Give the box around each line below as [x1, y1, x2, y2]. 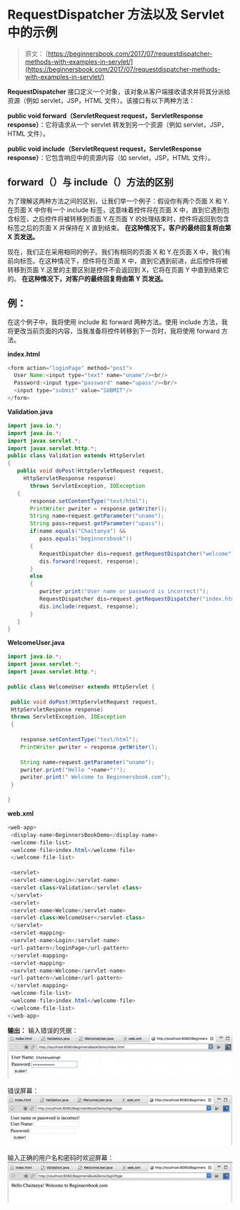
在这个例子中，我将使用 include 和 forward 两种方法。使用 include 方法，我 [7, 317, 229, 326]
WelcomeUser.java [7, 639, 65, 647]
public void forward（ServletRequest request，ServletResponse [7, 111, 204, 120]
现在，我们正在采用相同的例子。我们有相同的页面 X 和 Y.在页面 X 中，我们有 [7, 247, 231, 256]
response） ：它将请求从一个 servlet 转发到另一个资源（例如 [7, 120, 182, 129]
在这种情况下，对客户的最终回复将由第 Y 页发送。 [21, 274, 167, 283]
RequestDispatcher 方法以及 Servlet [7, 6, 225, 23]
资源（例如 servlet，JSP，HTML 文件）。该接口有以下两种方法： [7, 96, 195, 104]
